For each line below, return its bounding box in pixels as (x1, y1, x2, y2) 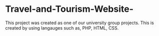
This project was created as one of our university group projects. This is (5, 20, 154, 26)
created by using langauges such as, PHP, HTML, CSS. (5, 25, 119, 31)
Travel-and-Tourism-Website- (5, 3, 134, 15)
